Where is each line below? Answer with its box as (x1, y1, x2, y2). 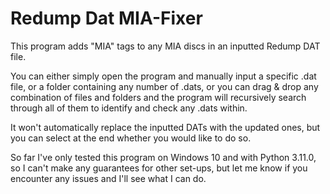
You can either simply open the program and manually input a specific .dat (10, 70, 317, 82)
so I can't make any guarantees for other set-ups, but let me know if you (10, 162, 308, 174)
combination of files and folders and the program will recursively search (10, 91, 307, 103)
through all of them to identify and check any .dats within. (10, 102, 248, 114)
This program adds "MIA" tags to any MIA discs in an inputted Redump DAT (10, 40, 321, 52)
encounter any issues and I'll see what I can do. (10, 172, 207, 184)
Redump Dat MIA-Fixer (10, 7, 203, 30)
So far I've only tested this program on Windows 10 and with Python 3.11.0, (10, 151, 317, 163)
